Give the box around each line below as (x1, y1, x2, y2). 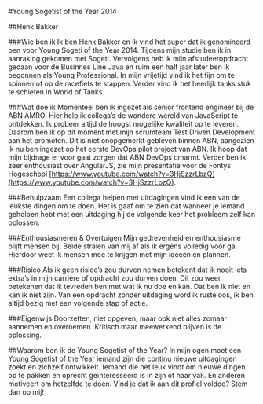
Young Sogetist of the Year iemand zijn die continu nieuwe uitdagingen (8, 354, 237, 363)
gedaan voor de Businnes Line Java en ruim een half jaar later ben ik (8, 62, 230, 72)
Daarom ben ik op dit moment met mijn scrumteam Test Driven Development (8, 127, 256, 137)
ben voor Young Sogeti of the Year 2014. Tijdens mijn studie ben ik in (8, 46, 232, 54)
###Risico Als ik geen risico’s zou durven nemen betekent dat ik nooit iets (8, 265, 247, 274)
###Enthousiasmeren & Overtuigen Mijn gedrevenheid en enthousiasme (8, 233, 241, 242)
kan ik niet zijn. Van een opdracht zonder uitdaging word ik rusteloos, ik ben (8, 290, 254, 299)
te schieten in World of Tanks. (8, 87, 104, 97)
